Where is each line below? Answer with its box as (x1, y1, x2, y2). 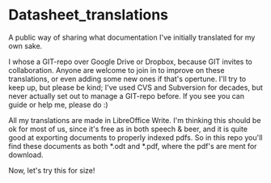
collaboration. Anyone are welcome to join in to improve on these (8, 65, 225, 74)
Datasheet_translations (8, 6, 168, 24)
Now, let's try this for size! (8, 165, 95, 175)
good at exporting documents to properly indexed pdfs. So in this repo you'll (8, 132, 263, 143)
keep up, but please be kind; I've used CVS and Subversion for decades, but (8, 83, 263, 92)
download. (8, 150, 44, 160)
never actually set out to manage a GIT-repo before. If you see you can (8, 91, 245, 100)
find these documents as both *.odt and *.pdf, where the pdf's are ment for (8, 141, 257, 151)
